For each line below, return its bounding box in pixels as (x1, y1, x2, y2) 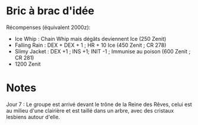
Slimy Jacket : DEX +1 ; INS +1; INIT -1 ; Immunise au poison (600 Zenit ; (14, 47, 191, 55)
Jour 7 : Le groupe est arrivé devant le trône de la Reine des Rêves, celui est (6, 101, 193, 108)
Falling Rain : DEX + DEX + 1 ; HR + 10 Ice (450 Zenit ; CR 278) (14, 41, 167, 49)
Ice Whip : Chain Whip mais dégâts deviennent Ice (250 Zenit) (14, 35, 167, 42)
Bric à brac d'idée (6, 4, 95, 18)
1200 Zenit (14, 60, 41, 68)
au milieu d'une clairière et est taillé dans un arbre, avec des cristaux (6, 107, 174, 114)
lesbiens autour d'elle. (6, 113, 60, 120)
